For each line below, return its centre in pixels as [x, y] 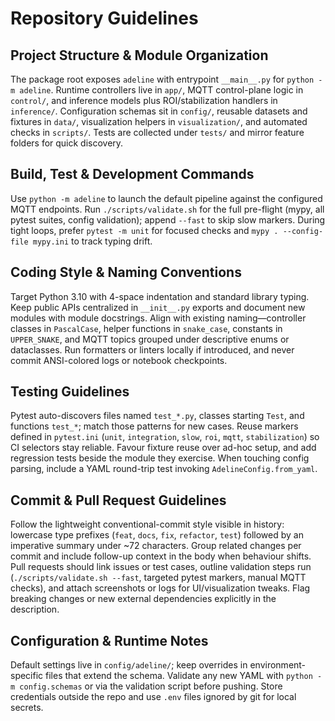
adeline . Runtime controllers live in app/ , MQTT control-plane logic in [161, 90]
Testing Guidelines [70, 392]
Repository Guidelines [104, 18]
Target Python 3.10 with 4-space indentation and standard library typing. [160, 296]
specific [27, 676]
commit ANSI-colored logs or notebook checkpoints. [119, 360]
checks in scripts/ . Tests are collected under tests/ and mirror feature [157, 132]
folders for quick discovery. [67, 143]
